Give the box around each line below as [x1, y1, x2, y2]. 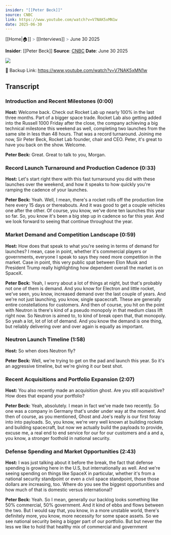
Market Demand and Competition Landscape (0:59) [5, 231, 136, 238]
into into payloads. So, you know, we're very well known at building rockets [5, 419, 163, 425]
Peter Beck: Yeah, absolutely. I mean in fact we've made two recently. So [5, 403, 159, 409]
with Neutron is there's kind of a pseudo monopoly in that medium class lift [5, 307, 163, 313]
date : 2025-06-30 [5, 21, 42, 27]
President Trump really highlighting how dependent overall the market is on [5, 264, 163, 271]
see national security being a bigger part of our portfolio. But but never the [5, 518, 162, 524]
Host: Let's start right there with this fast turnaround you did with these [5, 176, 155, 182]
